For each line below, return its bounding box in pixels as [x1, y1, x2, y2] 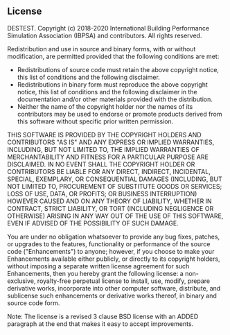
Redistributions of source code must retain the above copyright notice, [17, 65, 220, 74]
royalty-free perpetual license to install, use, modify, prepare [37, 277, 211, 285]
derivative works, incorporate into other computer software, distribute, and [7, 284, 221, 292]
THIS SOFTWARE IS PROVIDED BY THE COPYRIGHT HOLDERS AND [7, 130, 202, 139]
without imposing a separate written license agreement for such [7, 261, 190, 270]
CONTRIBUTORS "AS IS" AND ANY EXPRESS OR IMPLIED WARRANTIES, [7, 138, 215, 146]
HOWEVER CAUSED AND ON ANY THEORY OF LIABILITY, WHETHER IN [7, 197, 213, 205]
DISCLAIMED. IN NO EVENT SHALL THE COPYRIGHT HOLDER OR [7, 160, 195, 169]
